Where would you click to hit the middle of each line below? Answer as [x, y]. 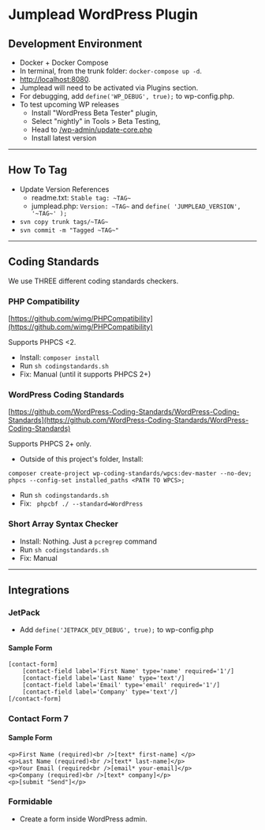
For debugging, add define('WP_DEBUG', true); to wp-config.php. [127, 96]
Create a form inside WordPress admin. [83, 819]
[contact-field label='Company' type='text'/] [100, 692]
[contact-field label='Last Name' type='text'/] [104, 679]
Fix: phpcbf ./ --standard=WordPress [81, 503]
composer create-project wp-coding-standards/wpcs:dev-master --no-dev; [130, 474]
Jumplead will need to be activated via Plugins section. [109, 88]
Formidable [30, 802]
